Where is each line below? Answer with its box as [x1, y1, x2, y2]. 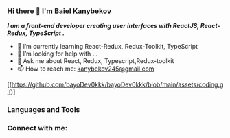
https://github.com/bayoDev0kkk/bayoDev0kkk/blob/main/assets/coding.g [11, 80, 224, 89]
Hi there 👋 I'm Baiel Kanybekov [7, 6, 112, 16]
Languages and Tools [7, 105, 80, 115]
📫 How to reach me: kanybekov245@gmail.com [16, 65, 154, 73]
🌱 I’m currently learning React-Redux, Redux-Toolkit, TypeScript [16, 43, 198, 51]
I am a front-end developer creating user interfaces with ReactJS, [7, 22, 200, 30]
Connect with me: [7, 124, 68, 133]
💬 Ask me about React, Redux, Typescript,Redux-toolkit [16, 57, 174, 65]
